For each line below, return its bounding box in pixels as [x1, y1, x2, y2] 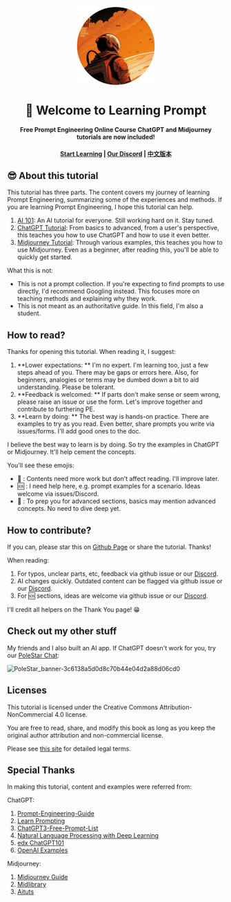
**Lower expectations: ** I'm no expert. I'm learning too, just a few [17, 361, 209, 369]
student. [17, 309, 41, 317]
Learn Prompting [17, 817, 66, 825]
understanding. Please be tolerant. [17, 383, 116, 391]
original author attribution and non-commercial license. [7, 731, 163, 739]
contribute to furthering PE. [17, 405, 95, 413]
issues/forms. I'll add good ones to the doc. [17, 427, 141, 435]
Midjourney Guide [17, 873, 68, 881]
